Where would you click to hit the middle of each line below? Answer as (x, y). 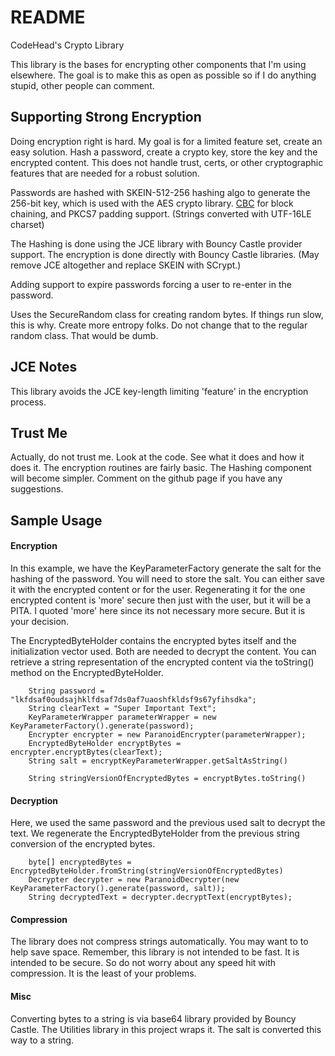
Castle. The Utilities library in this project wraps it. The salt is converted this (166, 1029)
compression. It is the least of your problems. (103, 973)
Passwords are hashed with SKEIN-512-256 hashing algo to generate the (160, 192)
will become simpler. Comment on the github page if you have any (146, 478)
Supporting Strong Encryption (106, 117)
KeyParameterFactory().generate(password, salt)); (118, 889)
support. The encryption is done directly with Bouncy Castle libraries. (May (165, 254)
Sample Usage (56, 520)
